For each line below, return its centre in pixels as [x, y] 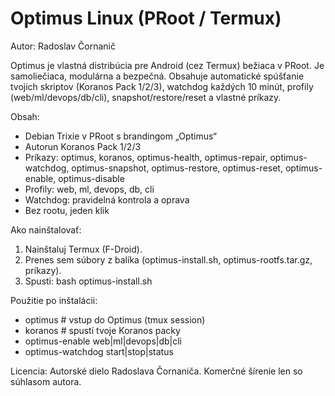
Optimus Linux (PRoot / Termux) [146, 18]
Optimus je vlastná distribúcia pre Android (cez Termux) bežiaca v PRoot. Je [167, 65]
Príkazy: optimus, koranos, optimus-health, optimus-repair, [146, 157]
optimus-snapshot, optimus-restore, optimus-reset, [177, 168]
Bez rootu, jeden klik [67, 210]
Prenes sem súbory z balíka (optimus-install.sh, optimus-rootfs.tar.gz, [168, 259]
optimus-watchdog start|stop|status [99, 351]
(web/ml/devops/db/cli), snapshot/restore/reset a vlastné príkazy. [146, 97]
